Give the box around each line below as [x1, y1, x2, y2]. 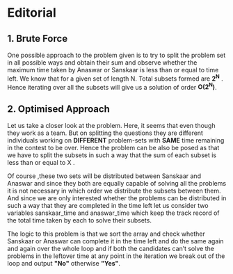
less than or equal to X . [7, 159, 75, 167]
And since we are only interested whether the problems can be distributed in [7, 194, 227, 202]
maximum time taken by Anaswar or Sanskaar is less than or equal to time [7, 66, 219, 74]
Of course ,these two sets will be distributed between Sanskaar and [7, 172, 202, 180]
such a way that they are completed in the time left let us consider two [7, 202, 209, 210]
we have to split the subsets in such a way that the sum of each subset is [7, 151, 217, 159]
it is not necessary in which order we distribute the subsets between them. [7, 186, 221, 195]
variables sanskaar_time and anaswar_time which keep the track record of [7, 209, 220, 217]
